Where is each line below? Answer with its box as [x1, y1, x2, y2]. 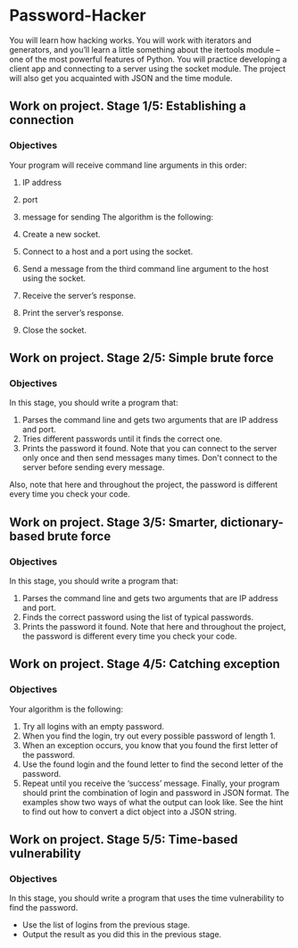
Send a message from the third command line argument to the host [21, 263, 269, 274]
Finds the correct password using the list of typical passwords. [21, 612, 254, 622]
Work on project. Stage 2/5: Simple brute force [9, 350, 274, 366]
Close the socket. [21, 325, 87, 335]
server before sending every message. [21, 462, 165, 473]
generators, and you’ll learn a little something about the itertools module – [9, 44, 281, 54]
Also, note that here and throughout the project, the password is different [9, 479, 278, 490]
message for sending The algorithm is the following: [21, 211, 214, 222]
